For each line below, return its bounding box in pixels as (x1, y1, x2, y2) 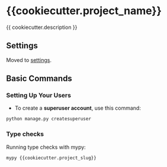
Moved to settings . (6, 56, 52, 63)
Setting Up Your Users (6, 91, 71, 100)
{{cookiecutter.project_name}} (6, 4, 162, 18)
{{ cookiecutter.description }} (6, 24, 78, 31)
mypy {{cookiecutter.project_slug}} (6, 155, 97, 161)
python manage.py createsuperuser (6, 116, 92, 122)
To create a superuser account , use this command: (14, 104, 141, 112)
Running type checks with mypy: (6, 143, 86, 150)
